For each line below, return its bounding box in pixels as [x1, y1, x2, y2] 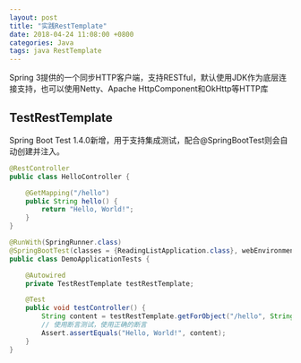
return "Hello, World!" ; [41, 205, 134, 214]
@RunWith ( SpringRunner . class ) [9, 238, 123, 247]
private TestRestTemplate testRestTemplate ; [25, 279, 194, 288]
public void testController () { [25, 304, 146, 313]
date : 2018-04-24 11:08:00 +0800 [9, 30, 134, 39]
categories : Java [9, 38, 74, 48]
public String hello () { [25, 196, 118, 206]
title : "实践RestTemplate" [9, 22, 107, 30]
